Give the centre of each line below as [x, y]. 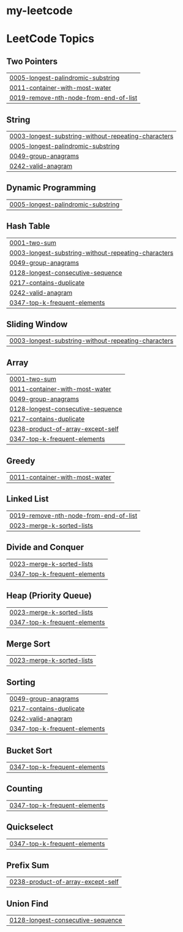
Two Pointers [32, 61]
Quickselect [30, 827]
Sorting [21, 682]
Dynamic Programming [51, 188]
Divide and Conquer [45, 547]
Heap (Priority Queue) [49, 596]
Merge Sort [28, 644]
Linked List [28, 499]
